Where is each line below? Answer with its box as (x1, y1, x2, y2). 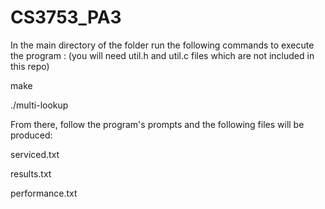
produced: (10, 129, 53, 141)
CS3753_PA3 (10, 6, 122, 29)
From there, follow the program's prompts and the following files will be (10, 118, 305, 130)
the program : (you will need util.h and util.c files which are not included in (10, 49, 315, 61)
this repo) (10, 60, 50, 72)
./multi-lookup (10, 99, 69, 111)
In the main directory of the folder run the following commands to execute (10, 39, 315, 51)
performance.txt (10, 187, 78, 199)
